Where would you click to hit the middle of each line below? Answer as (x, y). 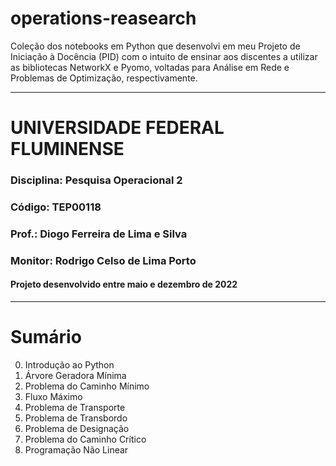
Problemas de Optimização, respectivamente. (104, 78)
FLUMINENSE (67, 149)
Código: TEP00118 (56, 207)
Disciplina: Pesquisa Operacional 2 (96, 180)
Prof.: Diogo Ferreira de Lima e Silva (99, 234)
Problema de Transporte (75, 407)
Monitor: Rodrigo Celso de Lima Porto (103, 260)
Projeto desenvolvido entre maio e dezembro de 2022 (124, 284)
